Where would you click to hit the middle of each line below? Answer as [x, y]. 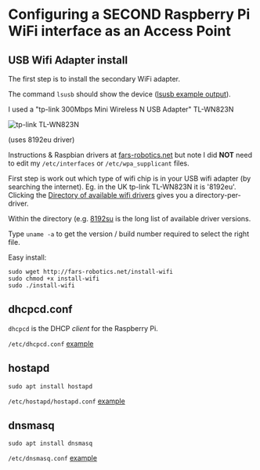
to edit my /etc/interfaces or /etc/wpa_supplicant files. [99, 163]
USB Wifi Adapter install [68, 60]
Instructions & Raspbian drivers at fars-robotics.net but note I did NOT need [130, 155]
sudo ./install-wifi [42, 286]
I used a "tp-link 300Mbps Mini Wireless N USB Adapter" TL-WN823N [121, 109]
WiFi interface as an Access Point [119, 31]
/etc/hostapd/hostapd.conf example [67, 401]
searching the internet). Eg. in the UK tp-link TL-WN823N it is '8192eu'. [122, 187]
